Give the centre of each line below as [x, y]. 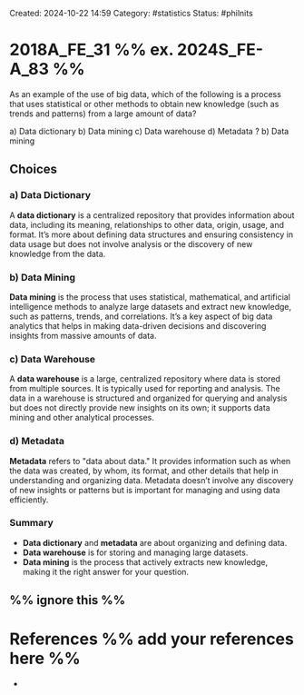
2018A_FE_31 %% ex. [92, 50]
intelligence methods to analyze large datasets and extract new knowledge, [151, 306]
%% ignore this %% [67, 600]
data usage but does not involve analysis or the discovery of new [131, 243]
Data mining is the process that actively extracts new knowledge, [145, 561]
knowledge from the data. [58, 253]
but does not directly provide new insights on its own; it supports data [140, 408]
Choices [33, 169]
